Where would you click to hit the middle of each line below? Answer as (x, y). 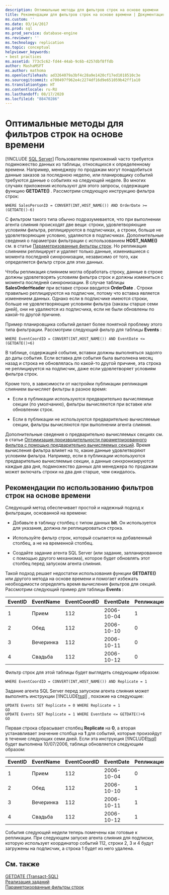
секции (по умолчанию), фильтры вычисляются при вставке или (82, 404)
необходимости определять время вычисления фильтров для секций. (81, 584)
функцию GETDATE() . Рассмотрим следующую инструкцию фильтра (80, 191)
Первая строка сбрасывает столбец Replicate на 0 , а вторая (70, 728)
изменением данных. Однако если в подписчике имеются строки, (77, 299)
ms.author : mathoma (26, 71)
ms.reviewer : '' (22, 38)
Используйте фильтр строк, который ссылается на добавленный (82, 538)
